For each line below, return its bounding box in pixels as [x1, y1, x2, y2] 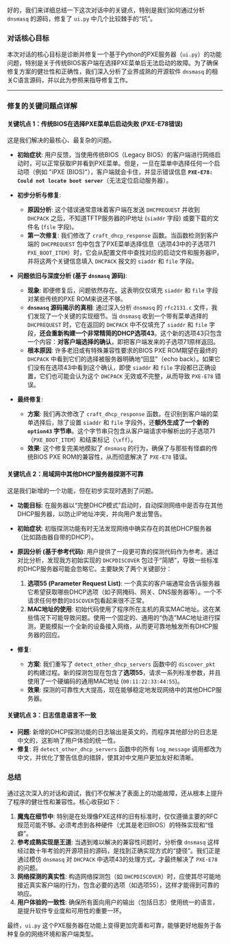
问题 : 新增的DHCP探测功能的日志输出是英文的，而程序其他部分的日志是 [16, 727, 218, 736]
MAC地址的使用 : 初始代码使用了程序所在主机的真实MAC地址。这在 [27, 605, 215, 613]
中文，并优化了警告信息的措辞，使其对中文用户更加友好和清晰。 [16, 753, 197, 761]
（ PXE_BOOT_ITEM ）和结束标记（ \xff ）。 [27, 435, 137, 444]
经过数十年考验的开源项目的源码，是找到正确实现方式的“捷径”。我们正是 [16, 847, 221, 855]
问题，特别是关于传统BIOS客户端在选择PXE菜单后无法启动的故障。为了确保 [7, 59, 219, 67]
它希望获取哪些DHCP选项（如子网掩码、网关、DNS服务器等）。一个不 [27, 588, 222, 596]
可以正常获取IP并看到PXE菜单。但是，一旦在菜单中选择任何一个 [35, 159, 214, 168]
